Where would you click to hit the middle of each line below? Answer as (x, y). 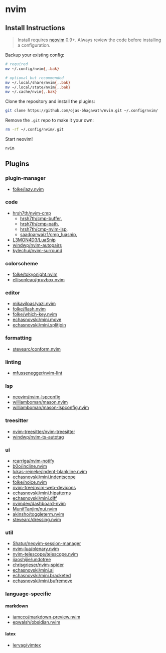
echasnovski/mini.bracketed (42, 576)
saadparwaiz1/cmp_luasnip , (49, 234)
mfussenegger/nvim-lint (37, 373)
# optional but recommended (35, 78)
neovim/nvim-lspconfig (37, 397)
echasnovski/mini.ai (33, 570)
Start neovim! (19, 139)
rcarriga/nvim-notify (33, 461)
